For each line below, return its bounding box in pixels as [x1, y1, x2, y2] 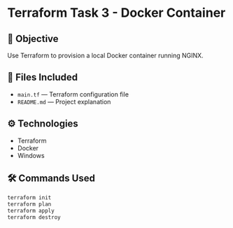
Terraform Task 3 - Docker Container [7, 5, 226, 21]
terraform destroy [7, 214, 61, 221]
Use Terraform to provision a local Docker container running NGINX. [7, 51, 204, 59]
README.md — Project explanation [17, 97, 111, 106]
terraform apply [7, 208, 55, 215]
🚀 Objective [7, 33, 59, 45]
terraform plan [7, 201, 52, 208]
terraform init [7, 194, 52, 201]
